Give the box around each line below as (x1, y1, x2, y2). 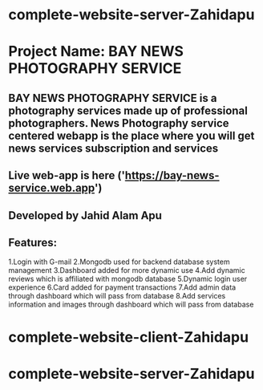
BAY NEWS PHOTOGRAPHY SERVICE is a (8, 91, 217, 105)
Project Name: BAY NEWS (8, 43, 184, 61)
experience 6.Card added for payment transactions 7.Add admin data (8, 282, 237, 292)
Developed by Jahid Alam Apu (8, 209, 163, 222)
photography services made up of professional (8, 104, 249, 117)
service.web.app (8, 181, 95, 195)
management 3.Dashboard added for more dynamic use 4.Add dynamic (8, 266, 246, 275)
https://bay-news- (124, 169, 220, 182)
